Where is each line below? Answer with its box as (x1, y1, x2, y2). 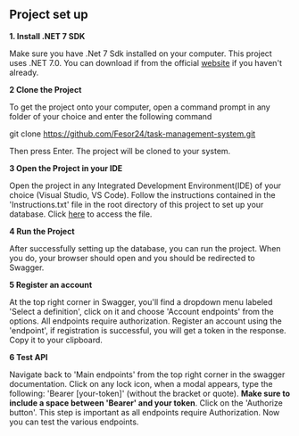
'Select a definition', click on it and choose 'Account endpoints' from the (9, 306, 274, 317)
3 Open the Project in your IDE (9, 162, 123, 173)
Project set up (9, 7, 88, 22)
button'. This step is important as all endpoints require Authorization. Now (9, 407, 280, 417)
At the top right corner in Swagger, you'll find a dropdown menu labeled (9, 296, 273, 307)
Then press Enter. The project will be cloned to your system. (9, 145, 231, 156)
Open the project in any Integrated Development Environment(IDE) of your (9, 180, 282, 191)
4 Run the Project (9, 226, 75, 236)
